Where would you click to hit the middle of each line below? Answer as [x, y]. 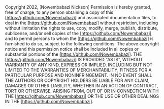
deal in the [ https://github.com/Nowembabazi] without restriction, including [82, 23]
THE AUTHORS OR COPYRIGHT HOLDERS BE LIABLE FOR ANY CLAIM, [77, 80]
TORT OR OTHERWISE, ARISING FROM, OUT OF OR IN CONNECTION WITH [82, 91]
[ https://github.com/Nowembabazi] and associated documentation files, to [81, 18]
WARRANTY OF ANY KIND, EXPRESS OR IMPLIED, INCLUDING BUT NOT [79, 65]
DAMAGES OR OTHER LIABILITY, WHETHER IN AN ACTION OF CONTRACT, [82, 86]
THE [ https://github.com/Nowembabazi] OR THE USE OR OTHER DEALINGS [82, 96]
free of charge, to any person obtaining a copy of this [59, 12]
